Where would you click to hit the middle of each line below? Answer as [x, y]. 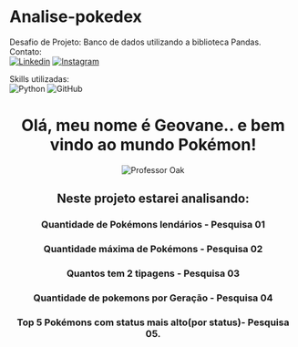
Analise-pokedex [76, 17]
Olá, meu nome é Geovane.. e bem [153, 126]
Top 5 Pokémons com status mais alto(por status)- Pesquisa [153, 322]
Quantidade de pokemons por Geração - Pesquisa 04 [153, 298]
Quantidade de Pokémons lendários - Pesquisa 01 [153, 225]
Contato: [26, 51]
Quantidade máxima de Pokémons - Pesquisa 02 [153, 250]
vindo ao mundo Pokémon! [153, 145]
